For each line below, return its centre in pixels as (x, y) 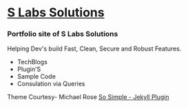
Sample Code (36, 77)
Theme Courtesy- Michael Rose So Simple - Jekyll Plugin (88, 97)
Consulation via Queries (51, 84)
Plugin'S (29, 69)
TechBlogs (32, 62)
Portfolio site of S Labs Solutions (63, 34)
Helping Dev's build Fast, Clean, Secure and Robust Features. (94, 49)
